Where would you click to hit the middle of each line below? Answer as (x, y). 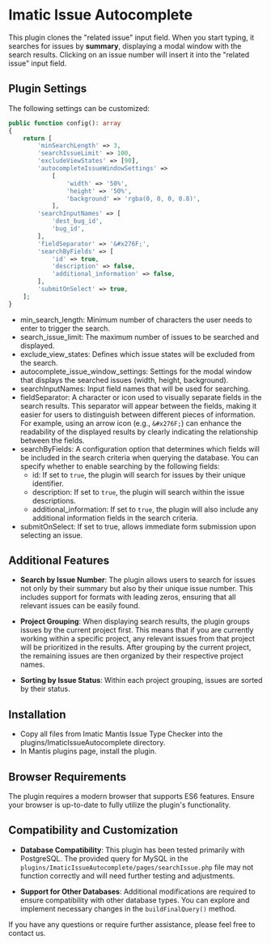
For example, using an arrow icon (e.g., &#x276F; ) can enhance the (131, 423)
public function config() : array (65, 123)
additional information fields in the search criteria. (115, 517)
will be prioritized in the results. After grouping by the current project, (135, 647)
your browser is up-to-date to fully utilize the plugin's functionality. (120, 805)
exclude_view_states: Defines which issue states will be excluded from (138, 354)
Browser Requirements (68, 777)
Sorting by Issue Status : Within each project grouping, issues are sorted (141, 680)
